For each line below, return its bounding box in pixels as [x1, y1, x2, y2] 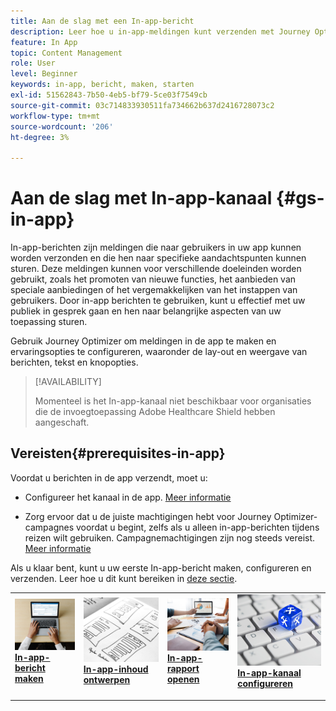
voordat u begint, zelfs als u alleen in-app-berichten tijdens [75, 521, 320, 533]
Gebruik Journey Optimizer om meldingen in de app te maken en [10, 335, 277, 347]
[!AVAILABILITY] [34, 376, 102, 388]
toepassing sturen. [10, 316, 88, 328]
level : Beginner [10, 69, 78, 79]
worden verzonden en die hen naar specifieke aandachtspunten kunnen [10, 252, 307, 264]
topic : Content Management [10, 48, 123, 58]
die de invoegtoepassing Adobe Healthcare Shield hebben [34, 406, 276, 418]
